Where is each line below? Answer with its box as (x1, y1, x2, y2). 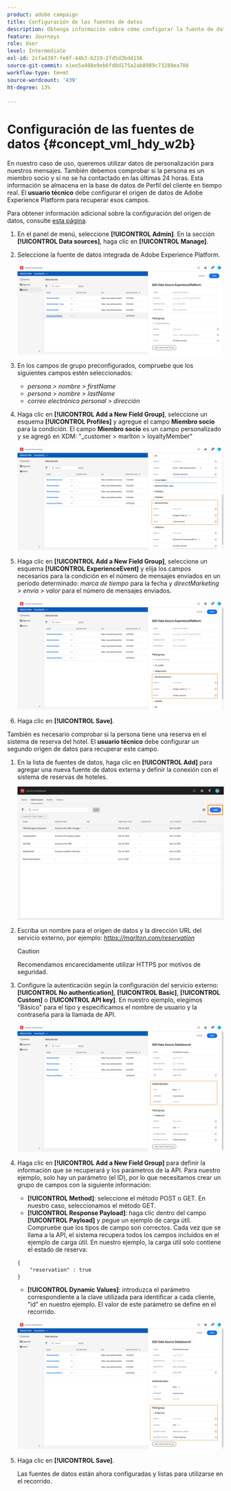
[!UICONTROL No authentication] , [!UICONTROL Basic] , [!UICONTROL (16, 989, 221, 997)
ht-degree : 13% (7, 83, 51, 91)
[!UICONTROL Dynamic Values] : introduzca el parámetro (27, 1285, 190, 1294)
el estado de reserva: (27, 1245, 88, 1254)
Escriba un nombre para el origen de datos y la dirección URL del (16, 927, 202, 935)
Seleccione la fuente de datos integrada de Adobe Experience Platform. (16, 250, 221, 259)
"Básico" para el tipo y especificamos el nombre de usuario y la (16, 1003, 197, 1011)
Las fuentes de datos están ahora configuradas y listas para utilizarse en (16, 1470, 223, 1478)
